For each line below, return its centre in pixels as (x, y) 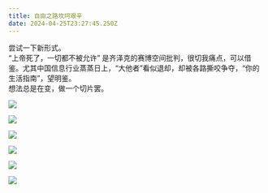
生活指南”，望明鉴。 (42, 78)
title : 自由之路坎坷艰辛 (45, 16)
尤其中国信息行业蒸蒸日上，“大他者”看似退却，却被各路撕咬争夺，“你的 (141, 68)
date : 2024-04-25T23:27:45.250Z (63, 24)
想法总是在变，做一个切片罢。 (58, 88)
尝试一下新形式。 (37, 47)
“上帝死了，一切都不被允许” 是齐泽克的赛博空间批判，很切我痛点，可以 (127, 58)
